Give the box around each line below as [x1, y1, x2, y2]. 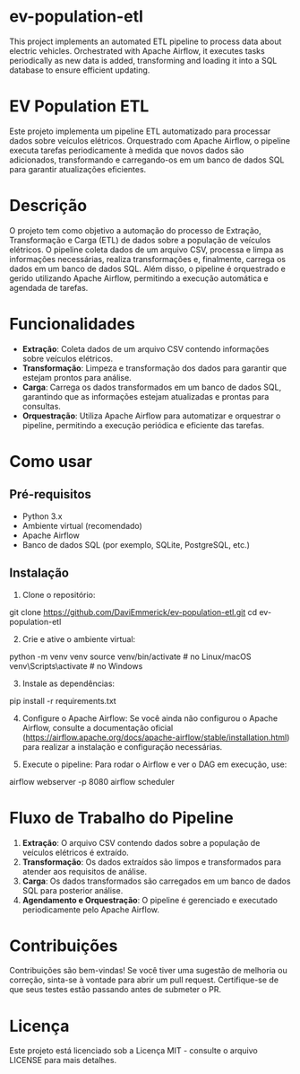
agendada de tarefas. [9, 282, 89, 293]
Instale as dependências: [21, 678, 115, 689]
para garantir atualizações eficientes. [9, 163, 147, 174]
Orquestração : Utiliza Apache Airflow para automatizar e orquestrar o [21, 410, 281, 421]
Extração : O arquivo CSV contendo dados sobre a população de [21, 837, 261, 848]
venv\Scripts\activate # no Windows [9, 660, 143, 671]
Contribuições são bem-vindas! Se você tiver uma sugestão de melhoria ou [9, 965, 288, 976]
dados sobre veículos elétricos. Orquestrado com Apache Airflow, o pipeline [9, 135, 291, 145]
